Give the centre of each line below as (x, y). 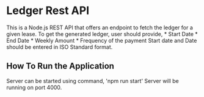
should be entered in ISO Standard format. (60, 47)
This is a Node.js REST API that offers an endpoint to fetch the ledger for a (100, 27)
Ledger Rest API (48, 11)
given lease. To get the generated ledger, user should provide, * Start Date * (102, 34)
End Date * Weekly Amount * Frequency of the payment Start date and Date (102, 40)
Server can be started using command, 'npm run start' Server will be (93, 81)
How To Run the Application (60, 66)
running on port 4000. (34, 87)
